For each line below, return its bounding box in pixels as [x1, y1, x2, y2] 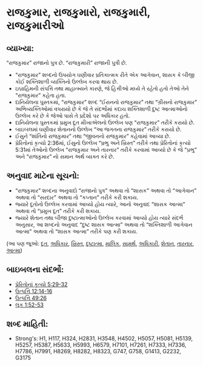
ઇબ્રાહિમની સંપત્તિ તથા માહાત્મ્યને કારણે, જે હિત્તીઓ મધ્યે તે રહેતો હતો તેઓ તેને [15, 85, 189, 92]
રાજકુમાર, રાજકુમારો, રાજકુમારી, [6, 5, 150, 19]
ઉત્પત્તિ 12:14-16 [15, 287, 53, 295]
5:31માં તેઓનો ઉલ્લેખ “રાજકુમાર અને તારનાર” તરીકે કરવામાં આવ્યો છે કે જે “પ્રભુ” [15, 146, 197, 153]
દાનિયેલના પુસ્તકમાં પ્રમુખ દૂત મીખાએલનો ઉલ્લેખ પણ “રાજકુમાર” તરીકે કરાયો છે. [15, 119, 195, 126]
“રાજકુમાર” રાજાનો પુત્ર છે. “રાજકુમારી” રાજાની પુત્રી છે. [6, 59, 127, 66]
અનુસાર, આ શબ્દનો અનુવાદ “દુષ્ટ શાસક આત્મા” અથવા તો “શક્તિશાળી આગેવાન [15, 221, 193, 228]
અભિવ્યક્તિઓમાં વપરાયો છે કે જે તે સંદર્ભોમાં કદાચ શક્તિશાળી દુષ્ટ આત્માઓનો [15, 105, 188, 113]
